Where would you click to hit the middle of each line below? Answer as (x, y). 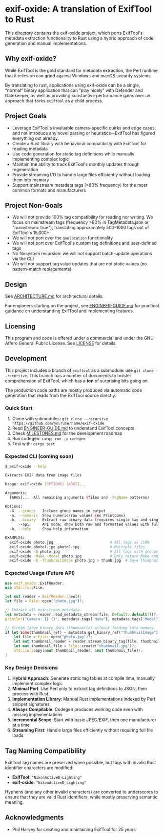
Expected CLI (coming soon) (39, 456)
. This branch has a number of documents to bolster (79, 375)
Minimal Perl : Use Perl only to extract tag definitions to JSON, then (80, 689)
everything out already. (35, 138)
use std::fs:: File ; (25, 588)
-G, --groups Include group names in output (58, 511)
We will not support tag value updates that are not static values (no (80, 264)
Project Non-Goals (34, 205)
